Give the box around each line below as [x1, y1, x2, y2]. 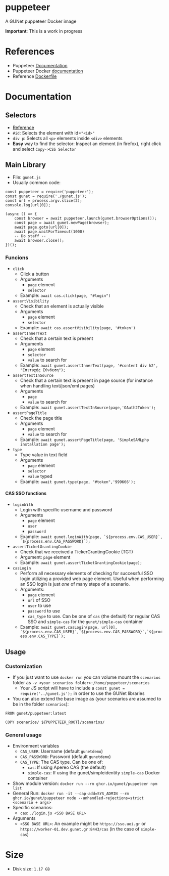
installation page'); [20, 442, 66, 447]
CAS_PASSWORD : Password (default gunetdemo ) [20, 754, 111, 760]
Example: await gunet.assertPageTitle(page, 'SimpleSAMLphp [20, 436, 149, 443]
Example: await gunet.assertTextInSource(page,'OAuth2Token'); [20, 404, 156, 410]
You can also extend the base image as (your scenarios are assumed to [12, 695, 161, 702]
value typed [27, 473, 53, 479]
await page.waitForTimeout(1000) [14, 229, 85, 234]
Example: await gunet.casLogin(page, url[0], [20, 624, 118, 630]
